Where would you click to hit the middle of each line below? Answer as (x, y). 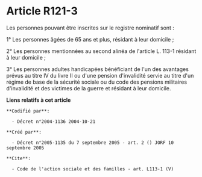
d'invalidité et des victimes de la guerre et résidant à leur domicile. (89, 88)
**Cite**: (19, 158)
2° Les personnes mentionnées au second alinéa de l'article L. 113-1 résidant (101, 51)
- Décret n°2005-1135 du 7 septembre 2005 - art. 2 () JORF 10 (93, 143)
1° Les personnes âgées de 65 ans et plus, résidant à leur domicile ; (90, 39)
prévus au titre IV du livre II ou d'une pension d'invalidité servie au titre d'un (100, 75)
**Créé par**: (24, 132)
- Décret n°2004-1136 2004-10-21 (54, 122)
